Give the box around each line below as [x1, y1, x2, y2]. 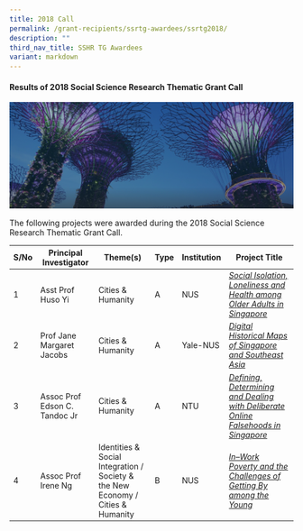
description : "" [9, 33, 70, 42]
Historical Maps [228, 330, 289, 342]
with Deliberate [228, 400, 286, 411]
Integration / [98, 461, 144, 471]
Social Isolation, [228, 270, 289, 281]
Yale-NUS [181, 340, 220, 351]
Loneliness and [228, 279, 286, 290]
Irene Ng [40, 480, 73, 490]
